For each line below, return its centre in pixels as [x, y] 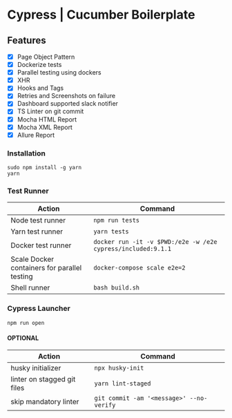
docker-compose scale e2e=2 [139, 268]
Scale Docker [32, 259]
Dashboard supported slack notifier [68, 104]
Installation [27, 153]
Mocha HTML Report [47, 119]
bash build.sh [116, 288]
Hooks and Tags [40, 88]
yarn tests [111, 232]
